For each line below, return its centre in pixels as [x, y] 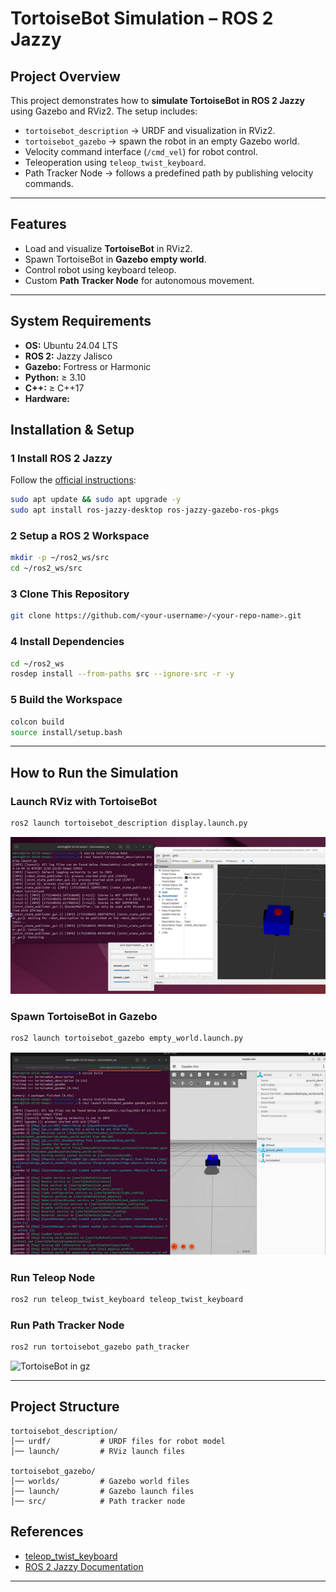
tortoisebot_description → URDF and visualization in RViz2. [150, 130]
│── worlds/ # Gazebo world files [100, 1481]
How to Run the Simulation [94, 772]
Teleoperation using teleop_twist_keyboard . [115, 162]
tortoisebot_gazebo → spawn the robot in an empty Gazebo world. [162, 141]
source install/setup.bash [66, 732]
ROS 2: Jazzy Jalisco [68, 356]
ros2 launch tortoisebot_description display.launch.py [129, 823]
